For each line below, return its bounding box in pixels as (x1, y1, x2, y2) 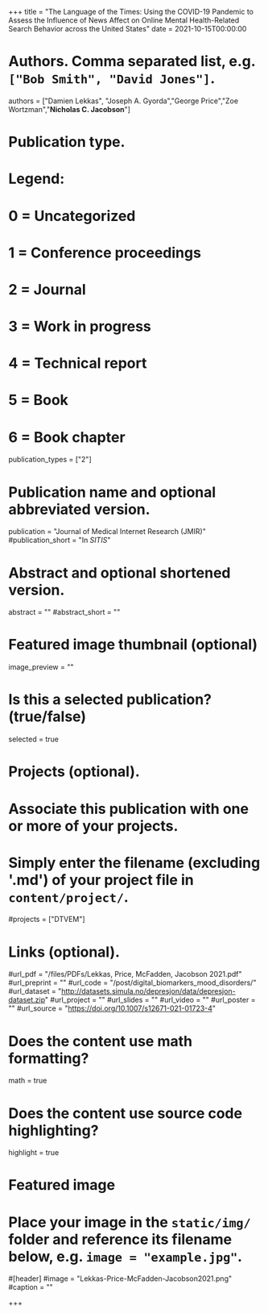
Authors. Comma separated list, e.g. (8, 52, 256, 71)
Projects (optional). (8, 762, 141, 781)
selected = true (8, 734, 59, 745)
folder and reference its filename (8, 1230, 232, 1249)
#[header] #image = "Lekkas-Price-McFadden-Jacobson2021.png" (8, 1274, 232, 1283)
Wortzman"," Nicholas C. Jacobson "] (8, 104, 131, 114)
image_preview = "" (8, 662, 74, 672)
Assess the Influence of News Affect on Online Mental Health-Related (8, 15, 240, 25)
